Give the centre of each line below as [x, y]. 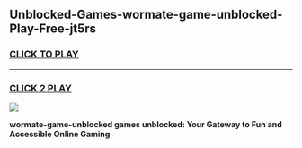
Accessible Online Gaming [60, 134]
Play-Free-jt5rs [53, 29]
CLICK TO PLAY [44, 55]
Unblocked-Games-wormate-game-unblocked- [146, 15]
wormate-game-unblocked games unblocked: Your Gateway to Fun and [146, 124]
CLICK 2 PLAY [40, 88]
